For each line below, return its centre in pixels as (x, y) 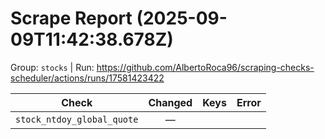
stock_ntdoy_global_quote (77, 119)
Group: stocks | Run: (52, 67)
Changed (170, 102)
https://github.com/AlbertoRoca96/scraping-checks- (205, 67)
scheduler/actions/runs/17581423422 (87, 78)
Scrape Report (71, 18)
